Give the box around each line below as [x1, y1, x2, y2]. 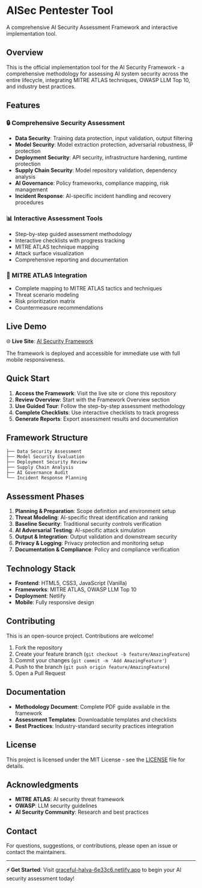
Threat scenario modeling [14, 291, 79, 299]
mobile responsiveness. [6, 356, 65, 363]
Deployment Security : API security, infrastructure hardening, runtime [14, 154, 188, 161]
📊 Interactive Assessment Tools [6, 214, 103, 223]
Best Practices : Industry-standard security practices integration [14, 722, 174, 729]
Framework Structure [6, 433, 88, 443]
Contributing [6, 616, 55, 627]
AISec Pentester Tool [6, 4, 114, 18]
